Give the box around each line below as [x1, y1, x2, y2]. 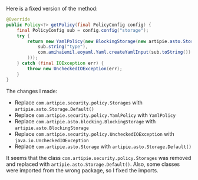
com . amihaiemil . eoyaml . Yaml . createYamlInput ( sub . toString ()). [37, 50, 194, 55]
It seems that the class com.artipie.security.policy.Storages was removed [6, 154, 192, 161]
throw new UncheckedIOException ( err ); [27, 66, 123, 71]
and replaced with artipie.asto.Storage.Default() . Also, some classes [6, 161, 180, 168]
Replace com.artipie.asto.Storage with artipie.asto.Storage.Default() [14, 143, 192, 150]
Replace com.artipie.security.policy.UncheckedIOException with [14, 130, 174, 138]
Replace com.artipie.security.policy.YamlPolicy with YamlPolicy [14, 112, 176, 119]
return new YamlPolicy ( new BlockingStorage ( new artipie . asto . [27, 38, 183, 44]
